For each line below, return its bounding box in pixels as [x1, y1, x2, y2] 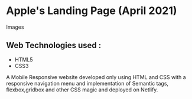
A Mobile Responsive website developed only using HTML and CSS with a [6, 73, 186, 80]
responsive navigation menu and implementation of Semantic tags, [6, 80, 169, 87]
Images [6, 23, 25, 30]
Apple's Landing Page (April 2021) [6, 4, 177, 18]
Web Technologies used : [6, 40, 102, 50]
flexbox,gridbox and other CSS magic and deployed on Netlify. [6, 86, 158, 93]
